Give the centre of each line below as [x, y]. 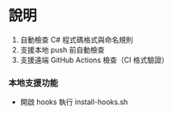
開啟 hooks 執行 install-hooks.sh [74, 102]
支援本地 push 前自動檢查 [62, 49]
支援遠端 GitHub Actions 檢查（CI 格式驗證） [94, 60]
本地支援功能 [34, 82]
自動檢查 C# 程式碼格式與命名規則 [76, 40]
